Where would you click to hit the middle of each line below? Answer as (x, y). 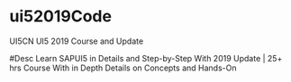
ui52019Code (61, 16)
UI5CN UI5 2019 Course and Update (77, 41)
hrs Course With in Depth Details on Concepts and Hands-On (123, 68)
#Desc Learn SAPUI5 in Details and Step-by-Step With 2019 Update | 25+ (146, 58)
